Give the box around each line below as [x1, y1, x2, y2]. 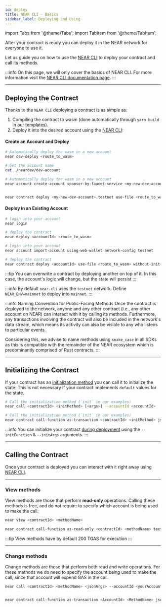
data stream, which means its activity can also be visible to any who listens [5, 321, 158, 328]
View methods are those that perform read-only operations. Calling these [5, 497, 155, 504]
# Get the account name [5, 163, 54, 168]
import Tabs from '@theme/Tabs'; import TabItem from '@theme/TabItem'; [5, 30, 157, 36]
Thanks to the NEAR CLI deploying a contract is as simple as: [5, 107, 127, 113]
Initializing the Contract [5, 366, 79, 375]
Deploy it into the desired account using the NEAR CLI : [12, 127, 124, 133]
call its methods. [5, 60, 39, 66]
